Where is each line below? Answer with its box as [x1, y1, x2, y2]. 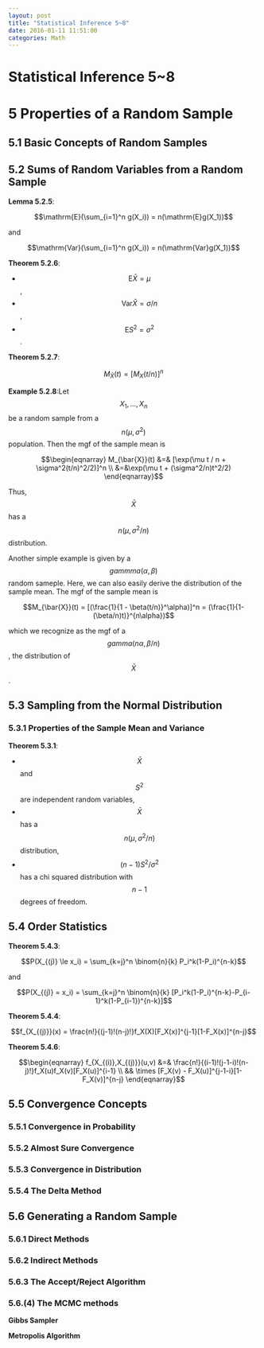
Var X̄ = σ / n [121, 298, 158, 308]
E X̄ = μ [128, 274, 151, 283]
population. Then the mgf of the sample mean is [8, 439, 165, 449]
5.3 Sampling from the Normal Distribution [8, 699, 223, 713]
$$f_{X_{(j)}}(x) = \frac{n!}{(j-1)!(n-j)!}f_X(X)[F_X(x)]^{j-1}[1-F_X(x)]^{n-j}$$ [10, 1027, 257, 1036]
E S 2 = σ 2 [124, 323, 155, 334]
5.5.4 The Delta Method [8, 1185, 102, 1196]
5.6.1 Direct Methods [8, 1233, 90, 1245]
